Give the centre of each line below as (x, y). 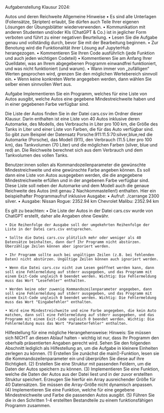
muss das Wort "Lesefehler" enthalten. (46, 281)
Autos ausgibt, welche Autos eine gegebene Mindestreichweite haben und (80, 99)
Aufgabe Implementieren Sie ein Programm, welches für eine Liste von (76, 94)
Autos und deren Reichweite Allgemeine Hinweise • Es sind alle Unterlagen (81, 16)
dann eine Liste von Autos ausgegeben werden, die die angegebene (74, 175)
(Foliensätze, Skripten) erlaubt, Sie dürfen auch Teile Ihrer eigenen (72, 22)
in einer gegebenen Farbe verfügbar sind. (47, 104)
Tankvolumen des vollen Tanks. (37, 155)
